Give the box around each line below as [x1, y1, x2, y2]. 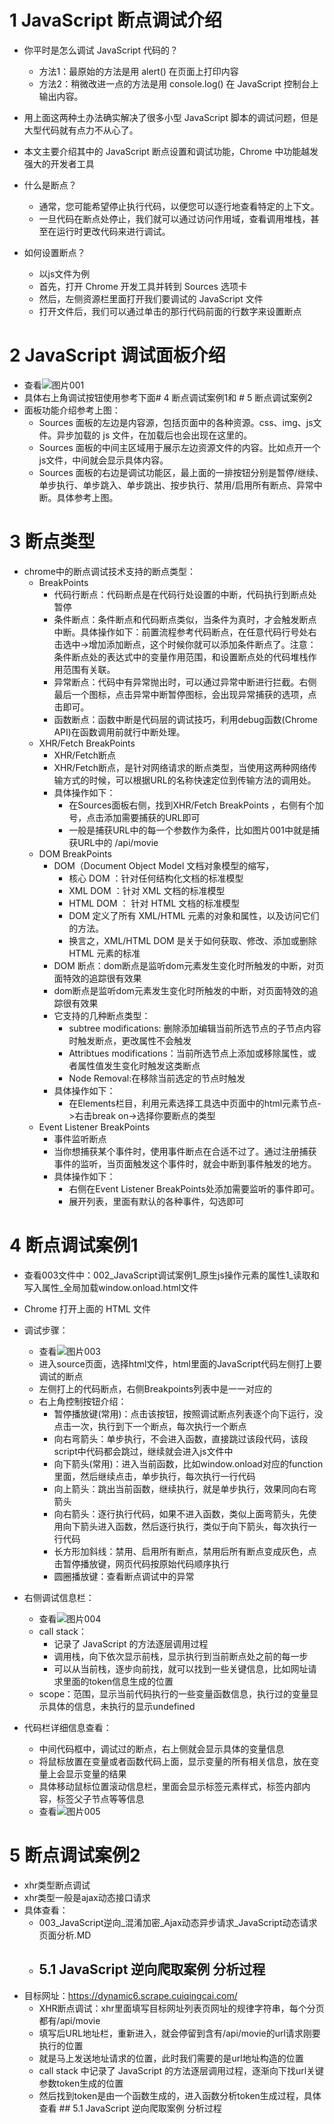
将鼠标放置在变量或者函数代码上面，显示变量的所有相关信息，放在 [38, 1755, 311, 1767]
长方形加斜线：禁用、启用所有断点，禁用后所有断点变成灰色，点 [53, 1545, 317, 1557]
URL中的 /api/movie [77, 836, 159, 848]
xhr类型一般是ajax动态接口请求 [23, 1891, 151, 1903]
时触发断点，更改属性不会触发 [68, 1034, 192, 1046]
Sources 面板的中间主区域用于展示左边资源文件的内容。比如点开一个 [38, 441, 321, 453]
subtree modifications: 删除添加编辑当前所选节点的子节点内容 [68, 1022, 322, 1034]
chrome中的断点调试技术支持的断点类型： [23, 565, 196, 577]
